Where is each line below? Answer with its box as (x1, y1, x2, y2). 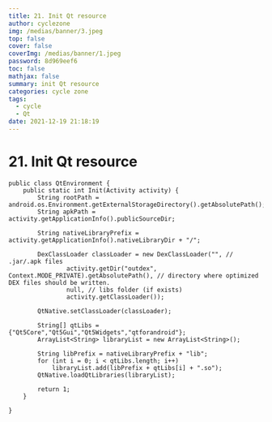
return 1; (37, 385, 70, 394)
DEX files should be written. (8, 278, 111, 286)
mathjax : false (8, 72, 60, 80)
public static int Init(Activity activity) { (23, 186, 180, 195)
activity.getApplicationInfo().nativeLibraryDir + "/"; (8, 236, 201, 244)
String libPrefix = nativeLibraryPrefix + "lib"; (37, 350, 208, 358)
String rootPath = (37, 193, 100, 201)
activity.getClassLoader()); (66, 293, 164, 301)
